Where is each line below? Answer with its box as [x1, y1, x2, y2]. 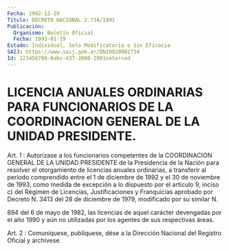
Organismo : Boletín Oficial [13, 29, 94, 36]
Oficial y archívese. [7, 236, 62, 244]
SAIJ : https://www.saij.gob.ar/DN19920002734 [7, 49, 140, 56]
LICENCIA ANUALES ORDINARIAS [7, 84, 204, 100]
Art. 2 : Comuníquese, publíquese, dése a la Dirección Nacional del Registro [7, 228, 222, 237]
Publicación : [7, 23, 45, 30]
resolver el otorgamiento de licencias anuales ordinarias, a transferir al [7, 166, 207, 174]
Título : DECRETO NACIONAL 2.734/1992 [7, 17, 116, 23]
